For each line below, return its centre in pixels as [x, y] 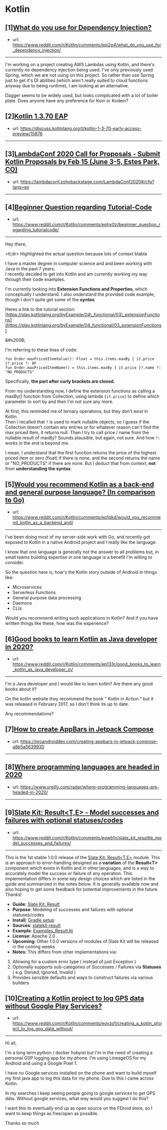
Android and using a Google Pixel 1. [42, 1063]
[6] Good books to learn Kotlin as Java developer [81, 639]
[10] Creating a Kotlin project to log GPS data [75, 998]
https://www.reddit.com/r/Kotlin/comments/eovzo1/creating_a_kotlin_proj [87, 1023]
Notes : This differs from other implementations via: [65, 952]
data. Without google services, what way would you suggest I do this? [77, 1099]
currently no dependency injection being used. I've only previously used [79, 70]
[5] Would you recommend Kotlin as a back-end [80, 484]
